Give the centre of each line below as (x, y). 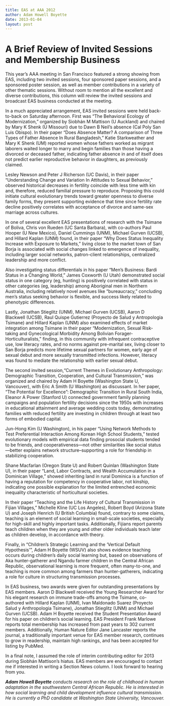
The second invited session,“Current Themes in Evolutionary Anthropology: (84, 371)
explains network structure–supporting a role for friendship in (88, 450)
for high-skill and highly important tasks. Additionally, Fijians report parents (84, 524)
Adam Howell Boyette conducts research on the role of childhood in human (85, 682)
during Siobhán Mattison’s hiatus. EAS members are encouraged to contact (84, 661)
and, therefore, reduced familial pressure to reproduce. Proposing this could (85, 191)
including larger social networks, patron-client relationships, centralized (80, 255)
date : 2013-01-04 (24, 19)
